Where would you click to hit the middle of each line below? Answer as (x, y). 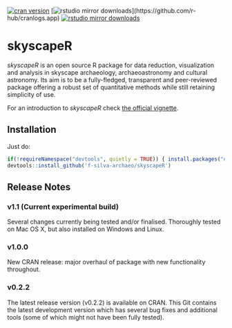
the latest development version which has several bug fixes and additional (112, 310)
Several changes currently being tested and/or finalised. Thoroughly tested (114, 222)
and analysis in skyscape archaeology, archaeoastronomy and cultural (107, 72)
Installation (32, 130)
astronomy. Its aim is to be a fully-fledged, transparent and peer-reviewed (112, 80)
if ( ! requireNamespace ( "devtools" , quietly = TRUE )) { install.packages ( (114, 159)
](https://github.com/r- (164, 11)
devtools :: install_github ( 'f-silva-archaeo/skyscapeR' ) (89, 165)
